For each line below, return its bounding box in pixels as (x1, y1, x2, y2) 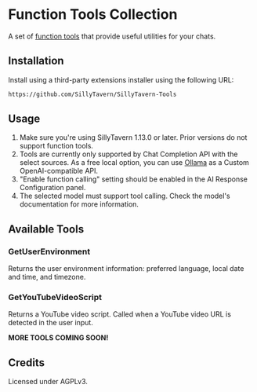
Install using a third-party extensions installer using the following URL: (8, 75, 234, 84)
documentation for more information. (19, 200, 139, 209)
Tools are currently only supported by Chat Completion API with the (19, 149, 238, 159)
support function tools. (19, 141, 94, 151)
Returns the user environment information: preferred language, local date (8, 264, 244, 273)
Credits (8, 356, 45, 369)
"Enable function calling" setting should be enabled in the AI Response (19, 174, 248, 184)
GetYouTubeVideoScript (8, 292, 102, 303)
